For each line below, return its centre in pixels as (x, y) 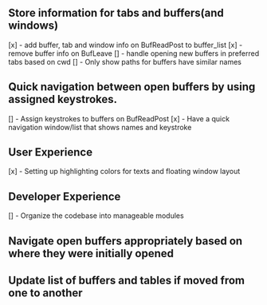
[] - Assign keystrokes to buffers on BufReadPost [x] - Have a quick (119, 118)
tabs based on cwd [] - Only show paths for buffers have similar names (125, 61)
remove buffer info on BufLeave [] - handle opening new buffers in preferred (134, 53)
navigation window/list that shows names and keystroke (100, 127)
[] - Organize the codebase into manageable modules (96, 216)
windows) (33, 26)
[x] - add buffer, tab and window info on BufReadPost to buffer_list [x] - (126, 45)
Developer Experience (65, 196)
